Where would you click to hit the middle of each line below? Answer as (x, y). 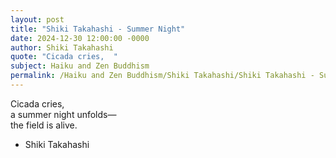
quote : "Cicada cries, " (64, 57)
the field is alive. (44, 125)
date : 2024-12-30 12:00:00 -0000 (80, 38)
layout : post (37, 19)
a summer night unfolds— (63, 114)
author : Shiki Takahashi (62, 47)
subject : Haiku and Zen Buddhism (80, 66)
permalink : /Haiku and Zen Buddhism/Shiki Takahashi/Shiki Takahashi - (162, 76)
